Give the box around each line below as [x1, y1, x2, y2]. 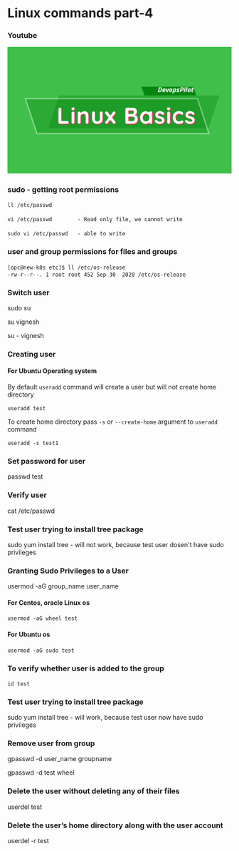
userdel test [7, 802, 43, 811]
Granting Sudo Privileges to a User [7, 566, 129, 576]
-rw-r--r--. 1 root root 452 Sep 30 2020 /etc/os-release [7, 271, 186, 278]
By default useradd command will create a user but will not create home [7, 383, 217, 391]
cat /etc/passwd [7, 506, 55, 515]
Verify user [7, 490, 48, 500]
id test [7, 680, 31, 688]
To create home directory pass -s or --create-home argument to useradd [7, 417, 218, 426]
